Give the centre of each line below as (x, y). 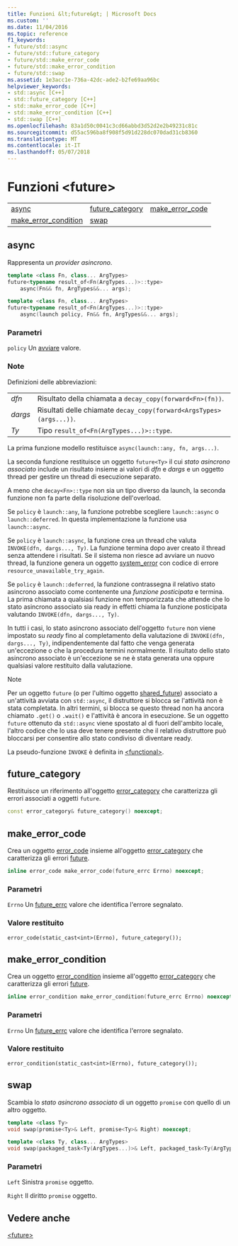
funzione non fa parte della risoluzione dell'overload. (84, 498)
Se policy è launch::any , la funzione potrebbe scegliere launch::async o (113, 511)
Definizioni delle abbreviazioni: (52, 382)
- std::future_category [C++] (52, 100)
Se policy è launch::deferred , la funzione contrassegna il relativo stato (112, 584)
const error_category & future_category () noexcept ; (85, 811)
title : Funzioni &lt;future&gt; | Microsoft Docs (82, 14)
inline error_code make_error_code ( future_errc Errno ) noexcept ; (106, 871)
